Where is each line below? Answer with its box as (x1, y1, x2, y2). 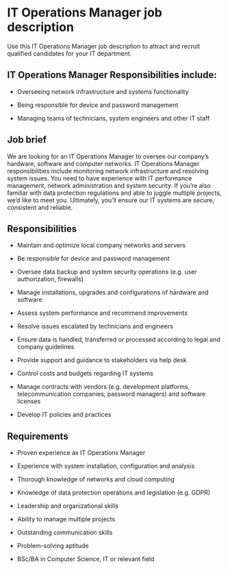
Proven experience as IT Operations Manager (16, 449, 146, 457)
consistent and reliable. (7, 203, 73, 211)
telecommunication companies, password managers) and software (16, 390, 206, 399)
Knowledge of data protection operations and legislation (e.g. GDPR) (16, 488, 211, 497)
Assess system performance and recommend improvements (16, 309, 188, 317)
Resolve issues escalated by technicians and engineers (16, 322, 173, 331)
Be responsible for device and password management (16, 254, 170, 263)
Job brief (7, 134, 47, 145)
